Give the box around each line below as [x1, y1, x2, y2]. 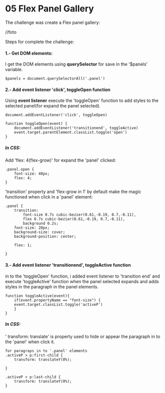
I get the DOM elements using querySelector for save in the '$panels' [5, 61, 148, 67]
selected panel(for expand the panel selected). [5, 103, 101, 109]
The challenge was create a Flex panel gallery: [5, 19, 100, 25]
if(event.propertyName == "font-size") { [14, 297, 101, 302]
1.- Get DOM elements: [5, 50, 53, 56]
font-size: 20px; [14, 225, 50, 230]
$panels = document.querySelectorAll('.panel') [5, 76, 106, 81]
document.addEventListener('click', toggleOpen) [5, 112, 108, 117]
